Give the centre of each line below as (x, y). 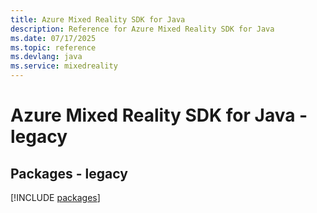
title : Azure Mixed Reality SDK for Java (98, 19)
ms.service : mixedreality (64, 66)
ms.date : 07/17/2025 (53, 38)
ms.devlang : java (46, 57)
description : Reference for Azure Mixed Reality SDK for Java (142, 29)
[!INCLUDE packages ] (55, 197)
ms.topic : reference (53, 47)
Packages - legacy (69, 173)
